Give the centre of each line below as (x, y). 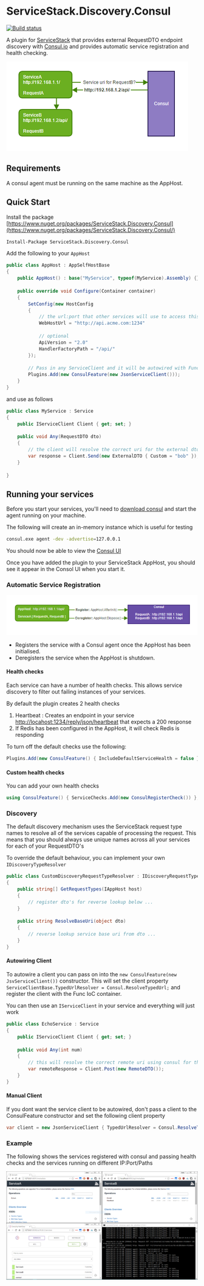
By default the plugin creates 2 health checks (63, 704)
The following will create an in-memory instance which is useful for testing (100, 527)
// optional (54, 336)
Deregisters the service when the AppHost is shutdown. (85, 658)
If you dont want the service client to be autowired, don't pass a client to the (102, 1109)
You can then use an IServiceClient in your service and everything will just (101, 1006)
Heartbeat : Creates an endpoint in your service (75, 716)
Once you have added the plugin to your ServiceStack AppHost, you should (101, 563)
